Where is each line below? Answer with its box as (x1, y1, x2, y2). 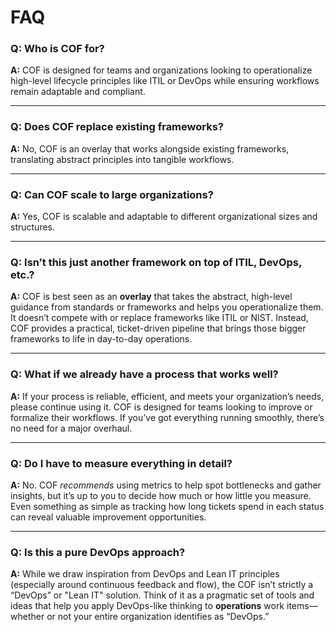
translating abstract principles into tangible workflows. (10, 153, 235, 165)
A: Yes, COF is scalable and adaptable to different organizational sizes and (10, 211, 318, 223)
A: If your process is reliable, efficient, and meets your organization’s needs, (10, 390, 325, 402)
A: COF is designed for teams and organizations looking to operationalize (10, 64, 313, 76)
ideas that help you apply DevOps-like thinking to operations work (10, 600, 285, 612)
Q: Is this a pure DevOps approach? (10, 545, 186, 559)
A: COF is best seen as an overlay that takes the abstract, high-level (10, 291, 293, 303)
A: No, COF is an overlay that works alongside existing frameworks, (10, 142, 290, 155)
